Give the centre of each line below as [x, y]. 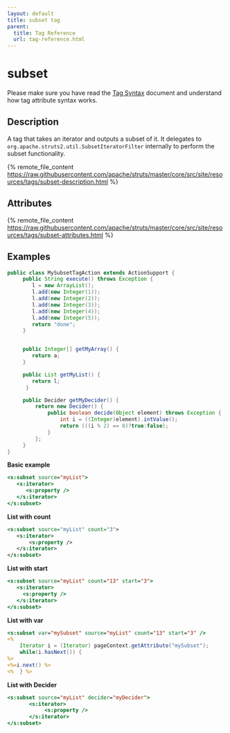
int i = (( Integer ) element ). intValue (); [119, 420]
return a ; [46, 356]
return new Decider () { [69, 406]
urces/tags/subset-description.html [58, 182]
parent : [18, 26]
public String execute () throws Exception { [88, 279]
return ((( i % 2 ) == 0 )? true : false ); [114, 426]
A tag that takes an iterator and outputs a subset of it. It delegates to [105, 139]
